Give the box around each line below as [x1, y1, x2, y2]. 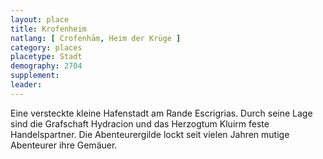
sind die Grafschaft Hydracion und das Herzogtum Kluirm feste [10, 117, 270, 130]
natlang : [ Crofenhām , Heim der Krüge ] [10, 33, 182, 43]
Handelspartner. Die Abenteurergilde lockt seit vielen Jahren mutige [10, 128, 290, 140]
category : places [10, 42, 83, 53]
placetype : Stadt [10, 52, 83, 62]
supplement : [10, 71, 60, 81]
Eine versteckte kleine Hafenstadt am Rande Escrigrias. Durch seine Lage [10, 107, 313, 119]
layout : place [10, 14, 70, 25]
